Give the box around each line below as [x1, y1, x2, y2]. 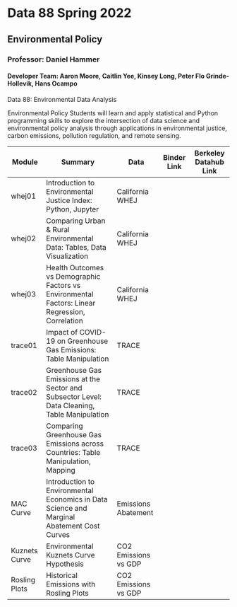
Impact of [45, 327, 78, 337]
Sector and [45, 383, 83, 393]
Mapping [45, 465, 75, 475]
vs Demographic [45, 271, 101, 281]
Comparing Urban [45, 216, 106, 226]
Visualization [45, 251, 89, 261]
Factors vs [45, 280, 81, 290]
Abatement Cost [45, 521, 100, 531]
